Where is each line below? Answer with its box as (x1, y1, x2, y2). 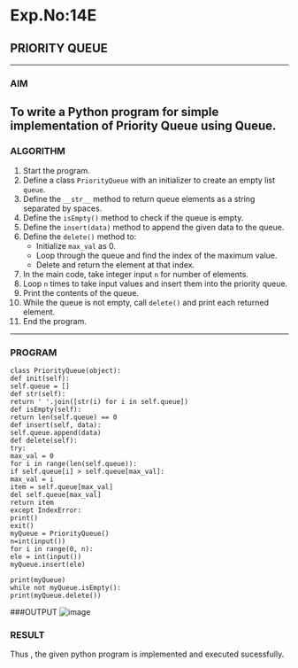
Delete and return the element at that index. (35, 259, 195, 270)
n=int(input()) (10, 537, 66, 546)
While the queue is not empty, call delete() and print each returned (22, 297, 269, 307)
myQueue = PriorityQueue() (10, 529, 110, 538)
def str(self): (10, 389, 66, 399)
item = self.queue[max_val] (10, 482, 114, 492)
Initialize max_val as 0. (35, 240, 117, 251)
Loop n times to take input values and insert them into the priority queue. (22, 278, 288, 289)
